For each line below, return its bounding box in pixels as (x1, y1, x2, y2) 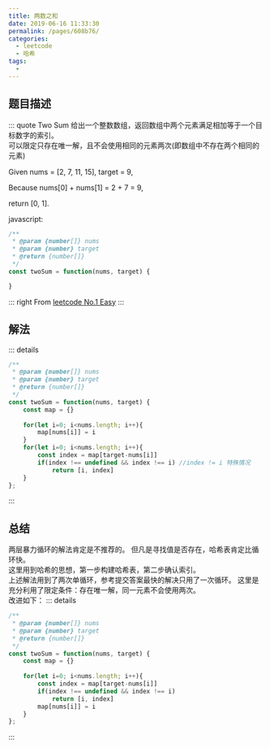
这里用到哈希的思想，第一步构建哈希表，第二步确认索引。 (8, 565, 200, 575)
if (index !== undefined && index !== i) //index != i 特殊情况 (37, 459, 251, 467)
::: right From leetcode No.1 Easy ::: (8, 297, 124, 307)
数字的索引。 (15, 130, 58, 140)
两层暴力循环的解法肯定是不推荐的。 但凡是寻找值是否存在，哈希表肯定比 (8, 545, 252, 554)
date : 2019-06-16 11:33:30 (8, 20, 100, 28)
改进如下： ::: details (8, 595, 77, 606)
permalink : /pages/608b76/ (8, 27, 100, 35)
